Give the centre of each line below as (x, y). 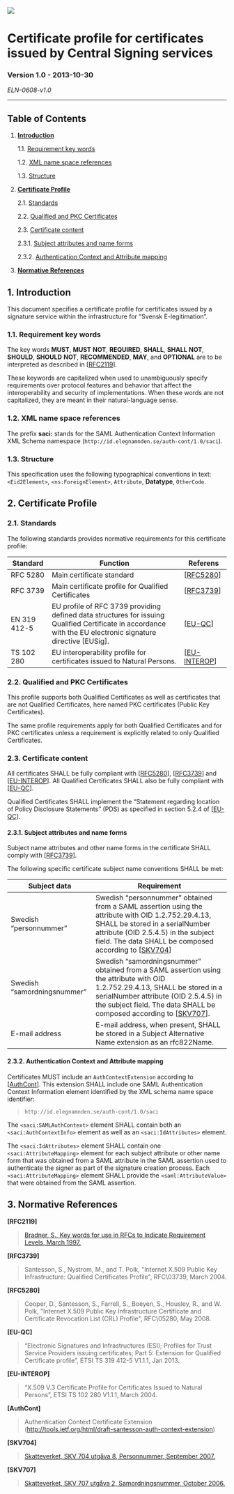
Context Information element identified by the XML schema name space (110, 1091)
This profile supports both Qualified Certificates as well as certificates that (114, 697)
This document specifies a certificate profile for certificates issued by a (110, 309)
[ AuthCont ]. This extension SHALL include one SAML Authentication (105, 1084)
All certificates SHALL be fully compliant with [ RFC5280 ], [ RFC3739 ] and (112, 773)
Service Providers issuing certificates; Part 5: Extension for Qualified (123, 1353)
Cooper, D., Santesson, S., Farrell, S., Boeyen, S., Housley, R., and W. (123, 1304)
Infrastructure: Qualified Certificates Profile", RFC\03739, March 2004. (125, 1277)
